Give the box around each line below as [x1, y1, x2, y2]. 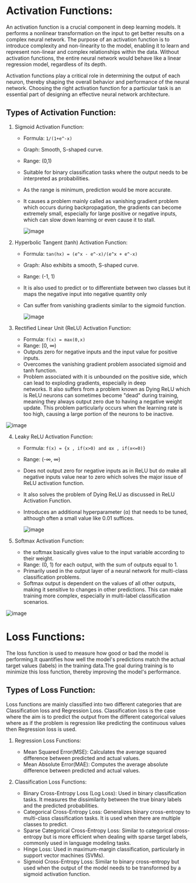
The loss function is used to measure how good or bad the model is [6, 650, 169, 657]
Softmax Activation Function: [14, 537, 85, 544]
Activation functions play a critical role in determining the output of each [6, 72, 180, 79]
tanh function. [23, 367, 57, 374]
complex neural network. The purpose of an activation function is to [6, 36, 170, 43]
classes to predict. [23, 820, 68, 827]
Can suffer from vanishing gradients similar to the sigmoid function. [23, 301, 186, 308]
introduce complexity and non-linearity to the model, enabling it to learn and [6, 42, 190, 49]
